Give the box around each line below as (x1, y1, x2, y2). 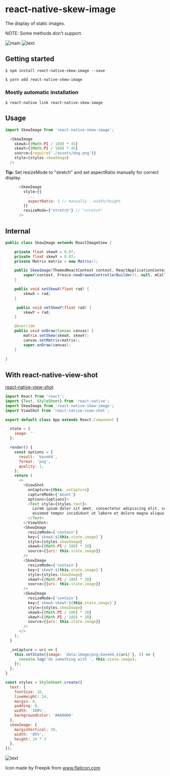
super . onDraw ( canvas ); (23, 342, 71, 348)
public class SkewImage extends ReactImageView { (5, 240, 112, 245)
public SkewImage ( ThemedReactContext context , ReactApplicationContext (14, 268, 168, 273)
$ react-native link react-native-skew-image (5, 100, 103, 105)
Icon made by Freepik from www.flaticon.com (5, 765, 101, 771)
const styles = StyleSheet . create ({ (5, 680, 82, 685)
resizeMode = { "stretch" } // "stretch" (23, 208, 103, 213)
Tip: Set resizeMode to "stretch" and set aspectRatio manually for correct (5, 169, 159, 175)
